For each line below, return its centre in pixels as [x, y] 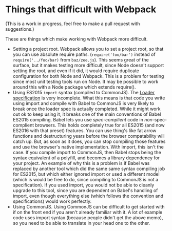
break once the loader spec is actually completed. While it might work [87, 109]
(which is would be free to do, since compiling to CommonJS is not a [85, 179]
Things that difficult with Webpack [81, 9]
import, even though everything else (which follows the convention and [88, 196]
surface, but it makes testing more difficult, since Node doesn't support [88, 65]
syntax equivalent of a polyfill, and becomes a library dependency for [86, 158]
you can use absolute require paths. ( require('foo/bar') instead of [84, 54]
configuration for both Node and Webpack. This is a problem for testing [88, 76]
